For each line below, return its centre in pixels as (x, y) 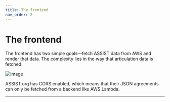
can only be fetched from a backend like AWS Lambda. (62, 89)
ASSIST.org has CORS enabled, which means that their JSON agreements (82, 84)
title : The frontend (27, 10)
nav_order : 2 (19, 15)
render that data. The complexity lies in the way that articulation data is (79, 59)
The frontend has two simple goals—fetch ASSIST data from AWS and (78, 54)
